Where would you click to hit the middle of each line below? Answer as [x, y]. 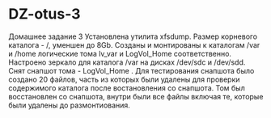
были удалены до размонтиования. [70, 105]
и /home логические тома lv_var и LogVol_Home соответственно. [120, 53]
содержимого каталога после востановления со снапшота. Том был [127, 88]
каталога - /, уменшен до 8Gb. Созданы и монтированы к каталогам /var [134, 44]
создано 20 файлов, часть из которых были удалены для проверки [124, 79]
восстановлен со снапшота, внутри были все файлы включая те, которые [136, 96]
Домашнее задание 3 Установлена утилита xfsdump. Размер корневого [133, 36]
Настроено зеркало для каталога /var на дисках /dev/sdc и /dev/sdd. [127, 62]
